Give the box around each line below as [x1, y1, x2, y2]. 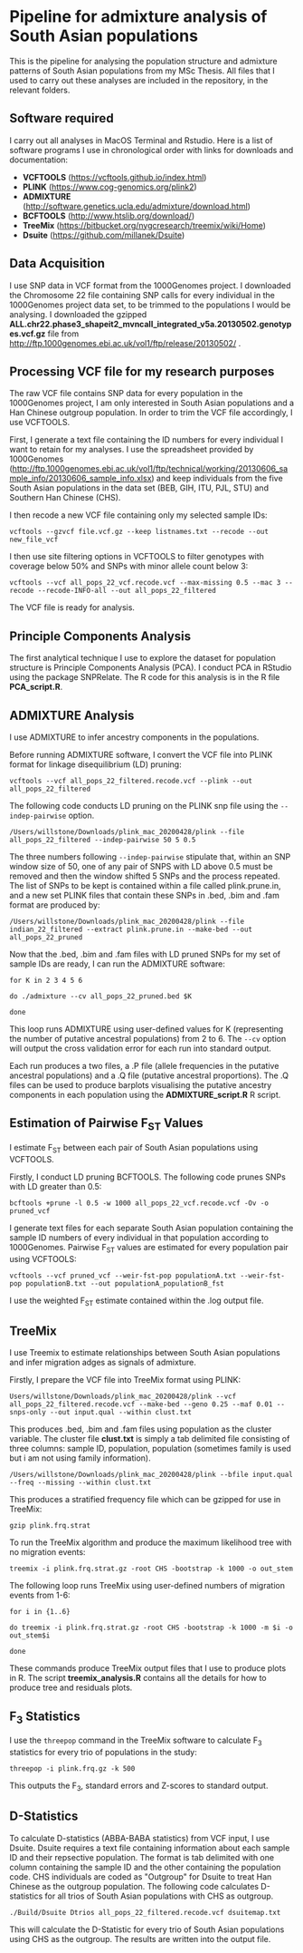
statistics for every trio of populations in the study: [9, 1747, 197, 1757]
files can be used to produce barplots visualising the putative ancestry [9, 1080, 272, 1090]
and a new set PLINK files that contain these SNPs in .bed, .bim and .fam [9, 890, 280, 900]
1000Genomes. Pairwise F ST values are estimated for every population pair [9, 1241, 289, 1255]
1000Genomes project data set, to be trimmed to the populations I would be [9, 299, 291, 310]
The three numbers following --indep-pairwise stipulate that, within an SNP [9, 851, 291, 862]
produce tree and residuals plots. [9, 1682, 133, 1693]
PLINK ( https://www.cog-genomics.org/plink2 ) [22, 181, 197, 192]
